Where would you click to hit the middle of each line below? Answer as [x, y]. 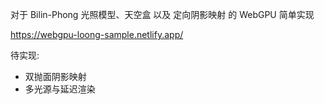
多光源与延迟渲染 [60, 89]
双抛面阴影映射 [55, 76]
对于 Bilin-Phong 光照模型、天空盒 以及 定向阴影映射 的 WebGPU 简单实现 [162, 14]
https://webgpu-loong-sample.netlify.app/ [97, 34]
